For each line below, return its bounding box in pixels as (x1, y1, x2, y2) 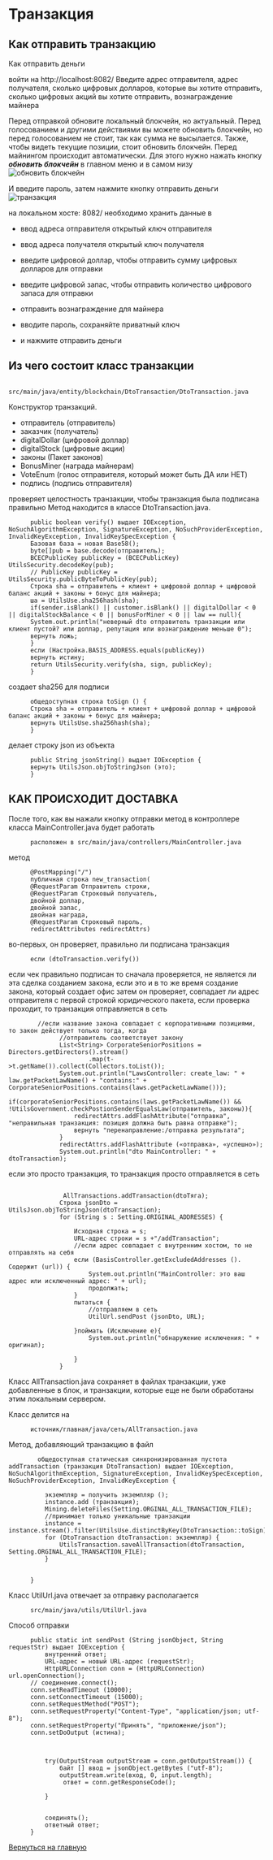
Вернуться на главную (8, 1842, 87, 1852)
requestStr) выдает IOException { (8, 1643, 126, 1651)
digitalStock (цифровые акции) (19, 444, 126, 453)
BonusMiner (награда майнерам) (19, 461, 135, 470)
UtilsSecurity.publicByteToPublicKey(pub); (8, 574, 158, 583)
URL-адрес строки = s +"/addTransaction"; (73, 1234, 220, 1242)
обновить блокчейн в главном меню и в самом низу (8, 159, 193, 169)
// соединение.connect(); (29, 1679, 118, 1687)
